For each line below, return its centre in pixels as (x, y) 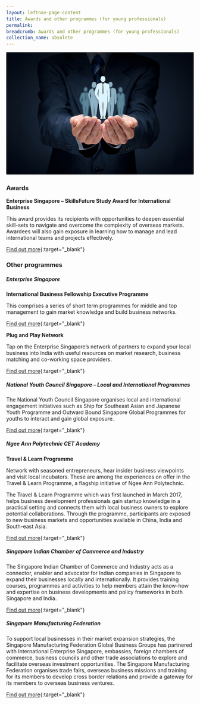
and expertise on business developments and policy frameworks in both (95, 592)
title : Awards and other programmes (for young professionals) (86, 19)
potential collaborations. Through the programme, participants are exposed (98, 514)
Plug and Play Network (35, 335)
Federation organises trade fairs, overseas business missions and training (96, 670)
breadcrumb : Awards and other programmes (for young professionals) (93, 32)
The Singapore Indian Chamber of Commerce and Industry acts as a (90, 566)
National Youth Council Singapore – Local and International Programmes (98, 384)
